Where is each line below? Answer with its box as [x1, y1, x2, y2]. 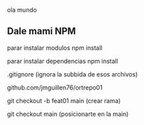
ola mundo [7, 6, 38, 14]
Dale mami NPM [7, 25, 76, 37]
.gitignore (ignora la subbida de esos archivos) [7, 70, 138, 78]
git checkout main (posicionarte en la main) [7, 109, 129, 118]
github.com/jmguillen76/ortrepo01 [7, 83, 103, 92]
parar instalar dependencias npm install [7, 57, 118, 65]
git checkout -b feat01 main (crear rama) [7, 96, 121, 105]
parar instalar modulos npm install [7, 44, 102, 52]
